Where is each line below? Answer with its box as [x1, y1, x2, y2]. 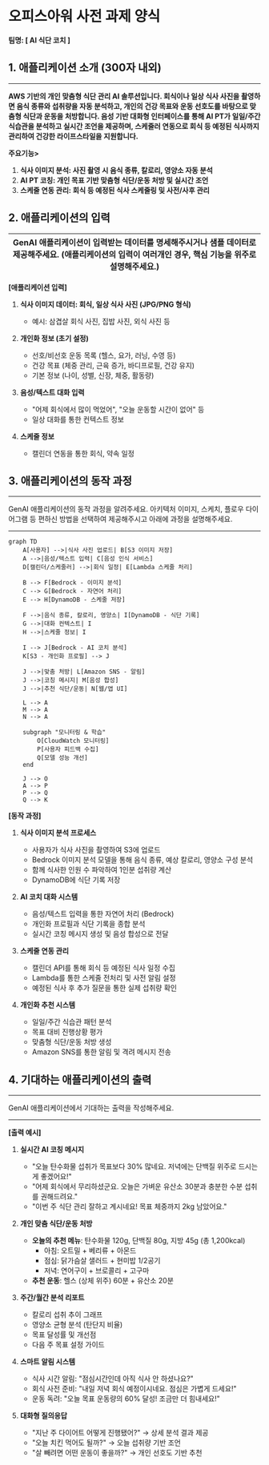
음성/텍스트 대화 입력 [19, 387, 85, 397]
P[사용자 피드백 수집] [37, 745, 99, 753]
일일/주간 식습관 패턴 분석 [31, 1017, 112, 1027]
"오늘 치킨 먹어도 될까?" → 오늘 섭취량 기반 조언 [31, 1438, 182, 1447]
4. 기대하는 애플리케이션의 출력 [8, 1073, 152, 1086]
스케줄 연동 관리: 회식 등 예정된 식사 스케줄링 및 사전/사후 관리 [19, 185, 210, 195]
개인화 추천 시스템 [19, 1000, 76, 1009]
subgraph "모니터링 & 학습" [22, 728, 106, 737]
